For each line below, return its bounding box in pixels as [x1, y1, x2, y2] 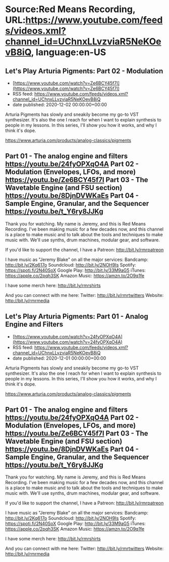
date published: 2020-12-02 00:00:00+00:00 [12, 102, 107, 107]
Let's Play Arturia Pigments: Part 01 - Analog [5, 312, 148, 321]
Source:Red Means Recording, [5, 4, 136, 15]
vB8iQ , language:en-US [5, 47, 106, 58]
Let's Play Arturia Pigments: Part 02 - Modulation [5, 67, 163, 75]
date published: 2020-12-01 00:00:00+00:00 [12, 355, 106, 361]
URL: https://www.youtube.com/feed [5, 14, 163, 26]
